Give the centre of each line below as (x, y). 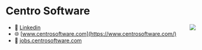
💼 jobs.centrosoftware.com (48, 40)
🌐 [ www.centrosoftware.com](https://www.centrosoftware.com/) (95, 33)
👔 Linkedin (27, 27)
